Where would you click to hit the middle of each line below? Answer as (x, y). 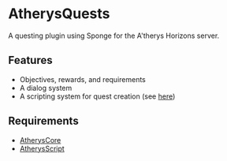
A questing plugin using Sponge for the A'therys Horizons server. (114, 36)
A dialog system (46, 88)
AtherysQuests (59, 14)
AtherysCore (40, 140)
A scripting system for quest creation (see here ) (97, 96)
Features (30, 60)
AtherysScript (42, 148)
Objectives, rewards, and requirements (82, 79)
